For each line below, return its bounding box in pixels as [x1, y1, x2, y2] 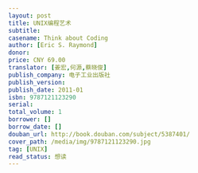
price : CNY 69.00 [8, 57, 66, 65]
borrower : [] [8, 116, 52, 124]
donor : [8, 49, 30, 57]
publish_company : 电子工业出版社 [8, 71, 111, 79]
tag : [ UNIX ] [8, 145, 48, 153]
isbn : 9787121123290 [8, 93, 77, 101]
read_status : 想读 [8, 152, 67, 160]
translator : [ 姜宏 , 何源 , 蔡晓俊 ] [8, 64, 107, 72]
